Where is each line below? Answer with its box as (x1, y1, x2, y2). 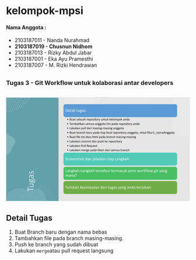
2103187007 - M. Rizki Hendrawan (14, 61, 97, 69)
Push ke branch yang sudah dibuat (14, 241, 99, 248)
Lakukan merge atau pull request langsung (14, 247, 114, 254)
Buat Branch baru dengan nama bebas (14, 228, 107, 235)
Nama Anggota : (6, 23, 47, 30)
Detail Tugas (6, 213, 52, 223)
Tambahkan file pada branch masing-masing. (14, 235, 124, 242)
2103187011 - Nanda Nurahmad (14, 37, 90, 44)
